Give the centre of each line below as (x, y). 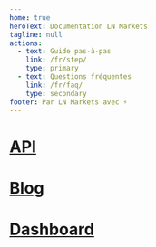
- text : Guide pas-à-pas (64, 52)
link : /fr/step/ (57, 60)
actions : (26, 43)
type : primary (52, 69)
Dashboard (52, 229)
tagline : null (36, 34)
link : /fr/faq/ (54, 85)
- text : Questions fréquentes (74, 77)
